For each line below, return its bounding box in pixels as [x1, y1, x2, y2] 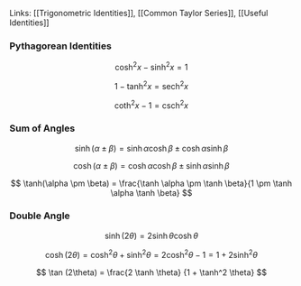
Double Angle [9, 209, 70, 222]
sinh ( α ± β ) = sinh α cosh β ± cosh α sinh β [74, 143, 229, 153]
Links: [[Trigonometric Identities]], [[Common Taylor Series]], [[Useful [9, 8, 269, 18]
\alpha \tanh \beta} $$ [110, 187, 193, 198]
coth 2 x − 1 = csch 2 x [114, 98, 189, 111]
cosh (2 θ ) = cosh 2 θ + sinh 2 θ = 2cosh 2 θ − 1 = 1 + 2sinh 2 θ [44, 247, 259, 260]
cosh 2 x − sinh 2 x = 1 [114, 60, 188, 72]
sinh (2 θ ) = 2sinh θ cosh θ [105, 230, 198, 241]
